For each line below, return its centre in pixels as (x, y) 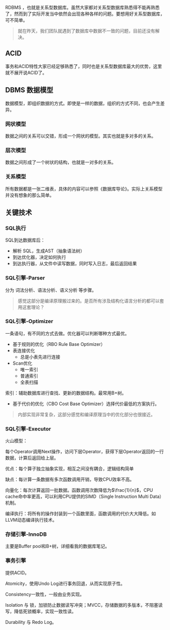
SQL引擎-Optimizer (29, 322)
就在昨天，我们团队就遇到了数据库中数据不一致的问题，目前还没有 (86, 31)
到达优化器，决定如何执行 (39, 257)
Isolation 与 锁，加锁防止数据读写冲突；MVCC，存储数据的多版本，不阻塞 (82, 605)
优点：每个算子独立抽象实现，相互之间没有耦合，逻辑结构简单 (70, 469)
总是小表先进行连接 (40, 357)
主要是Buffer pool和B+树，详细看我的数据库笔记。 (57, 546)
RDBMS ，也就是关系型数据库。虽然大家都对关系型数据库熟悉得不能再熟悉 (82, 7)
